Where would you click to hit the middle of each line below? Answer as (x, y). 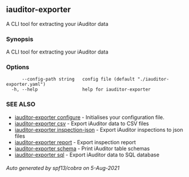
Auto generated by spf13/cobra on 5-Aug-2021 (63, 168)
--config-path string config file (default (78, 79)
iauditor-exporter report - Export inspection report (75, 142)
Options (18, 67)
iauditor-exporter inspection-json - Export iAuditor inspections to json (99, 129)
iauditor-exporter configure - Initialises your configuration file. (90, 117)
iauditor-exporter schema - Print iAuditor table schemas (82, 148)
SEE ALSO (21, 104)
